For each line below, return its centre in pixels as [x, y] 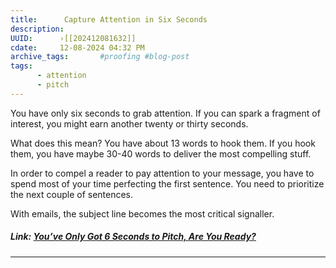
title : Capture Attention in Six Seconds [109, 19]
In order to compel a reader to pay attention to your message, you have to [162, 173]
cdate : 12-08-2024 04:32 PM [77, 47]
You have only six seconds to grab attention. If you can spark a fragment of [165, 113]
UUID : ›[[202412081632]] [73, 38]
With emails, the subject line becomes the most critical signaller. [142, 213]
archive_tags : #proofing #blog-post [100, 57]
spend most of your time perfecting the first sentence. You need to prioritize [167, 183]
